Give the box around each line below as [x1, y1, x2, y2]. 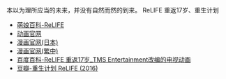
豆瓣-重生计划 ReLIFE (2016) [16, 64, 98, 72]
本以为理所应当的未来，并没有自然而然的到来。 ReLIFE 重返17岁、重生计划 [6, 6, 219, 14]
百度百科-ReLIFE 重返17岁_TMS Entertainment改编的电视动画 [16, 55, 191, 64]
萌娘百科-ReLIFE [16, 21, 64, 29]
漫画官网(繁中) [16, 47, 59, 55]
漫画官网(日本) [16, 38, 59, 46]
